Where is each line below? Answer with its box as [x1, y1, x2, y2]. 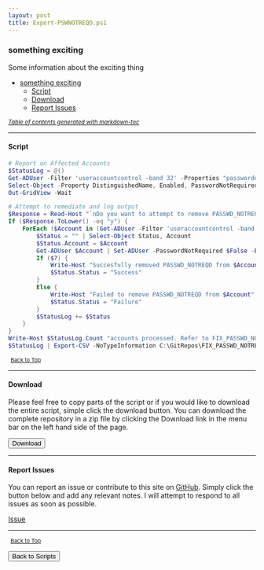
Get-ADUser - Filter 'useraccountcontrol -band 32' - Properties [8, 174, 220, 182]
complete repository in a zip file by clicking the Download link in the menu [8, 414, 247, 424]
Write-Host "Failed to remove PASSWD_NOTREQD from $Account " [49, 290, 255, 299]
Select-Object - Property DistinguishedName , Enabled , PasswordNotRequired [8, 182, 258, 189]
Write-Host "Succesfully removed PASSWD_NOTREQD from [49, 261, 230, 270]
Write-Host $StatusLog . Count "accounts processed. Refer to [8, 335, 210, 343]
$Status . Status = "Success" [49, 269, 143, 277]
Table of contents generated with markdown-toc [8, 118, 140, 126]
